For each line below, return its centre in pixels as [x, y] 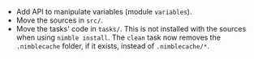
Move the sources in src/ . [60, 20]
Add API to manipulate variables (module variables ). [104, 12]
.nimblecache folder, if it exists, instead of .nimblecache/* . [112, 46]
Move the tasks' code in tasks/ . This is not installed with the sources [131, 29]
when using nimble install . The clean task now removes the [118, 37]
